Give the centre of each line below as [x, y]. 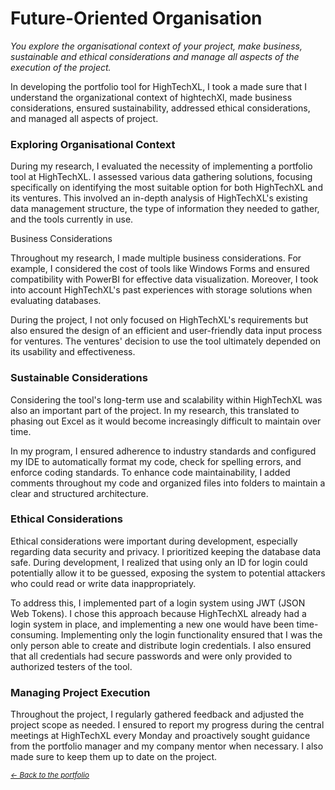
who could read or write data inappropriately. [103, 583]
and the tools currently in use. [72, 219]
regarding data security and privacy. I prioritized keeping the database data [166, 551]
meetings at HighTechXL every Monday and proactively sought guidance [160, 736]
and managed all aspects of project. [84, 118]
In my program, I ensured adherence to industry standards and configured [163, 451]
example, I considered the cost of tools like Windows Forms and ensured [160, 269]
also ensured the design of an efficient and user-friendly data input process [166, 331]
